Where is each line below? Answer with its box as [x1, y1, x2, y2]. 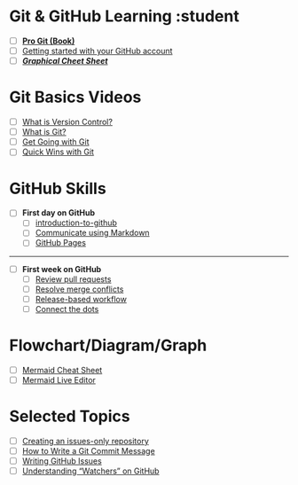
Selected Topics [9, 406, 130, 426]
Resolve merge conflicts [35, 284, 124, 294]
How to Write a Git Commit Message [21, 445, 155, 456]
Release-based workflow [35, 293, 127, 304]
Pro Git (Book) [21, 35, 75, 46]
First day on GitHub [21, 207, 96, 218]
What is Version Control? [21, 117, 114, 128]
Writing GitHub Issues [21, 455, 102, 466]
